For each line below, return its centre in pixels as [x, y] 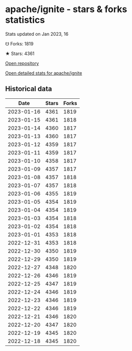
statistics [25, 20]
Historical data [29, 89]
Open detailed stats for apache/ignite [44, 73]
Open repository [22, 63]
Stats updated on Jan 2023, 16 [37, 34]
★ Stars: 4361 [20, 53]
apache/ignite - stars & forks [66, 9]
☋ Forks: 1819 [19, 43]
